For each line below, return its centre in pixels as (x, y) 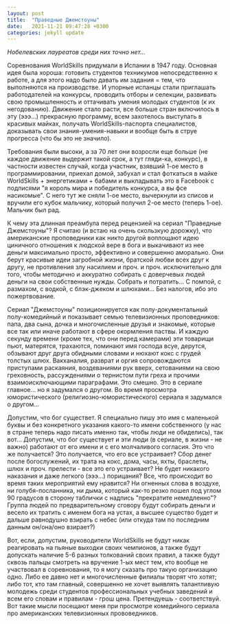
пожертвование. (31, 297)
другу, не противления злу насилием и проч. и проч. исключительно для (114, 267)
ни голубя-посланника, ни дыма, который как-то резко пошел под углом (114, 491)
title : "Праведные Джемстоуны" (53, 20)
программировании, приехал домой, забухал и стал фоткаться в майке (112, 174)
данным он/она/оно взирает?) (51, 527)
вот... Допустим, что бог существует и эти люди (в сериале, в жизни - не (115, 439)
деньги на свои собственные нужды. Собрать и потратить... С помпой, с (114, 281)
